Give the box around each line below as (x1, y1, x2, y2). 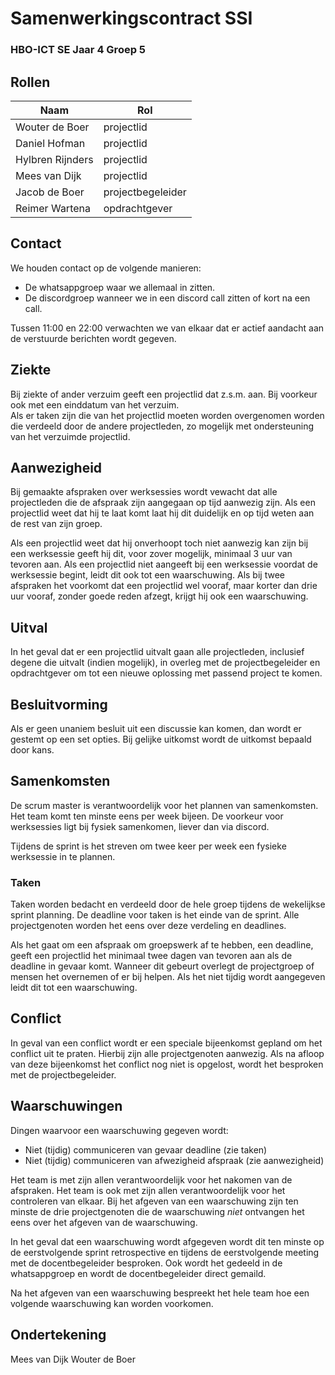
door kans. (10, 743, 55, 756)
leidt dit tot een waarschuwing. (10, 982, 138, 994)
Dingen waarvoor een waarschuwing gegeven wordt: (10, 1124, 229, 1136)
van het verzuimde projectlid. (10, 430, 131, 442)
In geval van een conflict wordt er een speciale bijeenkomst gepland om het (10, 1037, 323, 1049)
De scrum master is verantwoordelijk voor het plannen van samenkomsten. (10, 799, 319, 811)
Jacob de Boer (15, 185, 85, 199)
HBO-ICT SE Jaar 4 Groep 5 (10, 43, 147, 57)
